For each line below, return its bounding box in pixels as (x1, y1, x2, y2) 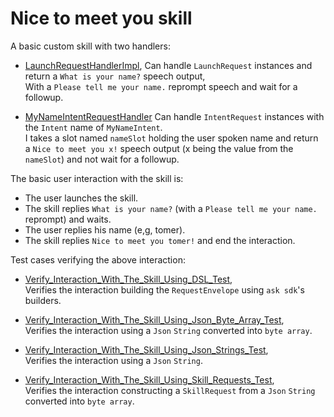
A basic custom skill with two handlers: (10, 40, 171, 52)
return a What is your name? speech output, (24, 70, 206, 82)
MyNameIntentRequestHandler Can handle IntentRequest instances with (24, 110, 325, 122)
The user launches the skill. (24, 192, 139, 204)
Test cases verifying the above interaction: (10, 253, 186, 266)
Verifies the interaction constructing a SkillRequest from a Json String (24, 384, 316, 396)
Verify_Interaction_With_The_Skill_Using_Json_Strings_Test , (24, 343, 269, 356)
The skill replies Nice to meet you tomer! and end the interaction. (24, 234, 296, 246)
